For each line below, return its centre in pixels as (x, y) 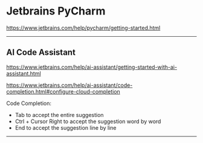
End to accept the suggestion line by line (66, 127)
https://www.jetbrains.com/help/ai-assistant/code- (69, 85)
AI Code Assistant (41, 52)
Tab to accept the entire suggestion (59, 115)
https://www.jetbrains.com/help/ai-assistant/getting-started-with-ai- (92, 67)
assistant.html (24, 73)
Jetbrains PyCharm (56, 11)
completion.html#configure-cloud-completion (63, 91)
